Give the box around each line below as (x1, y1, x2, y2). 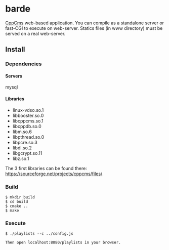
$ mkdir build (5, 194, 35, 200)
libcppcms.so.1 (12, 117, 44, 124)
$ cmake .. (5, 203, 28, 209)
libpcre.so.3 (12, 139, 38, 145)
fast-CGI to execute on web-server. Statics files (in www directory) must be (5, 25, 163, 31)
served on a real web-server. (5, 30, 66, 36)
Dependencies (5, 60, 42, 67)
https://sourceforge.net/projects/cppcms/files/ (5, 171, 103, 177)
